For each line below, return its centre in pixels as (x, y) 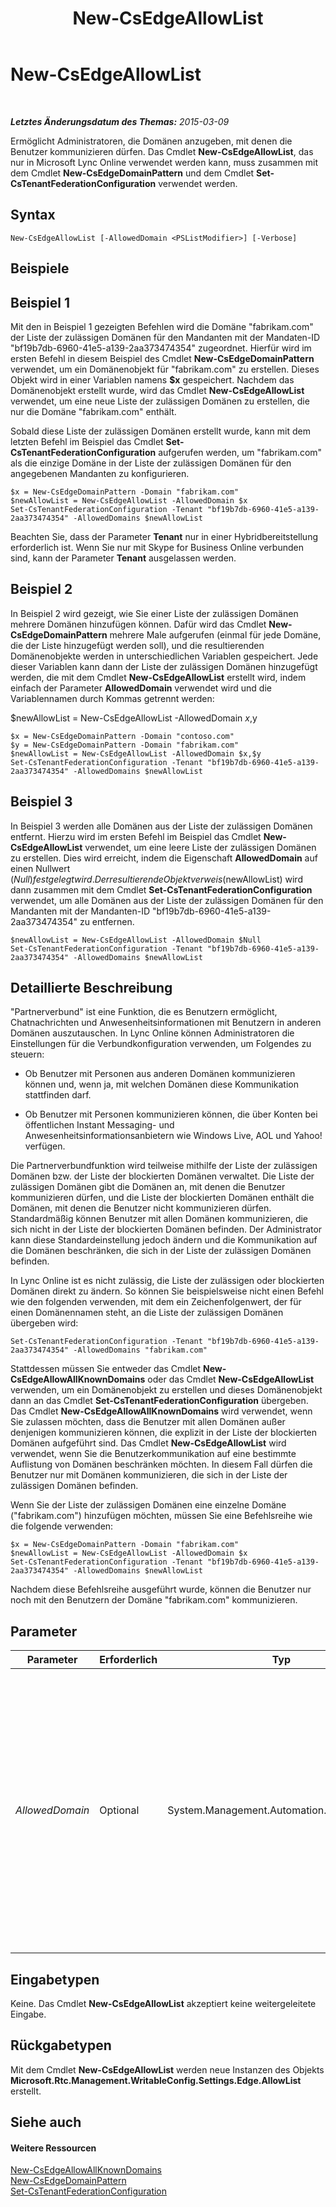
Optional (119, 1810)
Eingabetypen (55, 1979)
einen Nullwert (40, 868)
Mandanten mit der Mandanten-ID (80, 911)
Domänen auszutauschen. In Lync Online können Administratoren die (152, 1033)
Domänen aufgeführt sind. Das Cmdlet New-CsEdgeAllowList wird (148, 1443)
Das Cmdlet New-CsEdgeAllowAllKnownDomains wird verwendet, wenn (161, 1411)
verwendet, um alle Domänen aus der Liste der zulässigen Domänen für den (167, 900)
